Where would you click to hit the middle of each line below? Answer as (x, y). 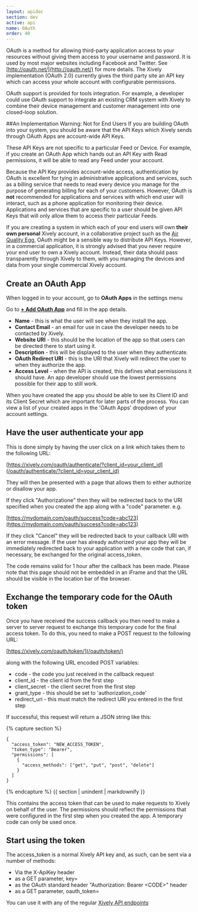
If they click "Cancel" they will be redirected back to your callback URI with (98, 536)
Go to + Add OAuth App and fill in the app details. (66, 309)
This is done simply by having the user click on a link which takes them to (95, 447)
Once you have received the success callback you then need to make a (93, 621)
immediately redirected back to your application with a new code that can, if (99, 548)
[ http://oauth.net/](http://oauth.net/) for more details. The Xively (84, 69)
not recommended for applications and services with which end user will (95, 197)
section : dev (22, 17)
